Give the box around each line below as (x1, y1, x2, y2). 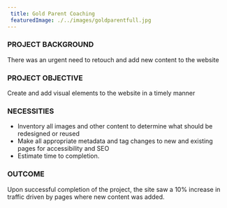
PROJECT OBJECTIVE (7, 73, 84, 82)
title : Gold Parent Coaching (10, 10, 96, 17)
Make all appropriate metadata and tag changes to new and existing (17, 137, 213, 145)
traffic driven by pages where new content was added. (7, 193, 166, 201)
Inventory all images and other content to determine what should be (17, 122, 213, 131)
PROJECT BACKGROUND (7, 40, 94, 50)
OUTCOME (7, 169, 45, 179)
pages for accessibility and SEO (17, 144, 110, 153)
